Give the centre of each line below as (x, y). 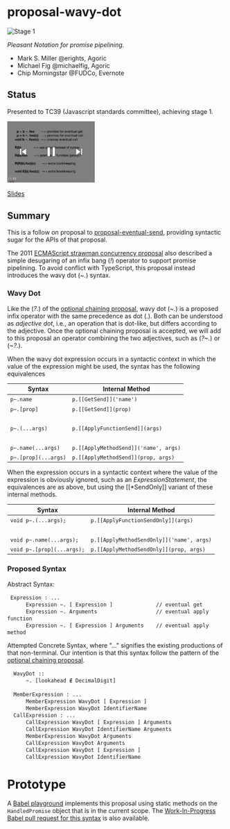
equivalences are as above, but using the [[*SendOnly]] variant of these (110, 487)
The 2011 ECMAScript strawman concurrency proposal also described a (110, 253)
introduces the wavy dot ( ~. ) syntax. (59, 276)
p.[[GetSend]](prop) (101, 409)
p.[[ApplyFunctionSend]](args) (117, 428)
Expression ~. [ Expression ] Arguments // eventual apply (117, 626)
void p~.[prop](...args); (47, 549)
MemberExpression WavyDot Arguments (78, 736)
